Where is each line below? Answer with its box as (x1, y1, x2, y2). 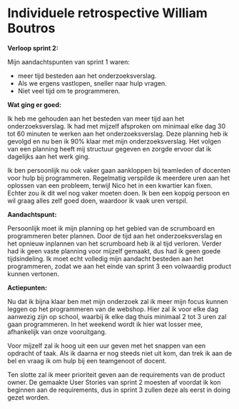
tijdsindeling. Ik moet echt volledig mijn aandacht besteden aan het (7, 254, 204, 263)
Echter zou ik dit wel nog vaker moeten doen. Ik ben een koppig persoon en (7, 188, 230, 197)
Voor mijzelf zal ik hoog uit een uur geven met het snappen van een (7, 341, 206, 350)
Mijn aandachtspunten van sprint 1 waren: (7, 57, 130, 66)
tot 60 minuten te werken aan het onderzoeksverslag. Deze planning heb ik (7, 129, 228, 138)
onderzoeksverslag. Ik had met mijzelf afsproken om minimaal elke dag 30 (7, 121, 226, 130)
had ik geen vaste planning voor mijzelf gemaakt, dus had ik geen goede (7, 246, 221, 255)
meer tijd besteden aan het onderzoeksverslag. (17, 71, 157, 80)
